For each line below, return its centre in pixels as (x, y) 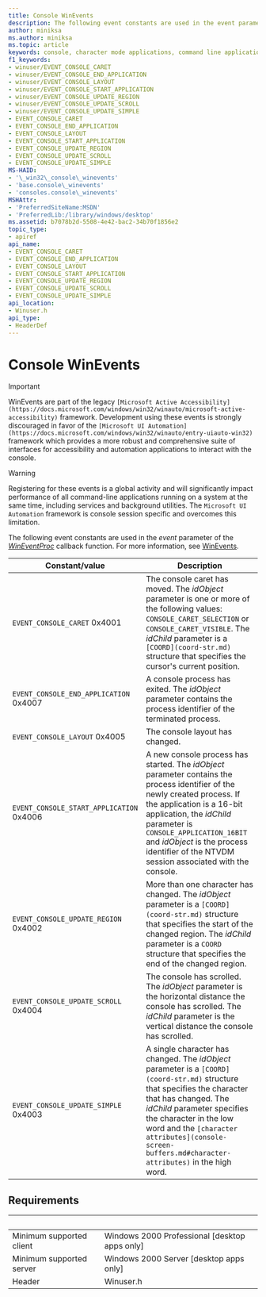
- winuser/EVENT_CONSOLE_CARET (60, 67)
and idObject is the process (197, 842)
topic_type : (28, 230)
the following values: (184, 609)
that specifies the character (197, 1089)
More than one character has (200, 884)
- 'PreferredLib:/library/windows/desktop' (81, 215)
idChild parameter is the (190, 1016)
